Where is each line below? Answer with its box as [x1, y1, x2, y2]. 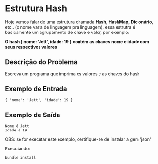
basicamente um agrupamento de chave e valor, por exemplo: [5, 29, 130, 35]
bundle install [5, 155, 36, 160]
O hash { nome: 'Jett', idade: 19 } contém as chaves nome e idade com [5, 38, 150, 44]
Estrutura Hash [5, 3, 67, 14]
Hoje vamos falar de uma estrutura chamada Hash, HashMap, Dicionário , [5, 19, 154, 25]
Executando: [5, 146, 30, 152]
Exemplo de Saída [5, 111, 60, 119]
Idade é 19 [5, 128, 27, 133]
